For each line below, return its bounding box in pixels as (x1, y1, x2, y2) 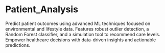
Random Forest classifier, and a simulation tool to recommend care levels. (5, 31, 160, 37)
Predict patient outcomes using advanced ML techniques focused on (5, 20, 151, 26)
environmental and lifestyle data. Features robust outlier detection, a (5, 25, 149, 32)
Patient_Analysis (5, 4, 78, 15)
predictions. (5, 42, 31, 48)
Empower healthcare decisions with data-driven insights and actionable (5, 37, 156, 43)
